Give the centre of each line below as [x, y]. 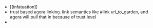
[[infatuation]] [24, 7]
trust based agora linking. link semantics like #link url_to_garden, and [79, 12]
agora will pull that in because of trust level [53, 17]
